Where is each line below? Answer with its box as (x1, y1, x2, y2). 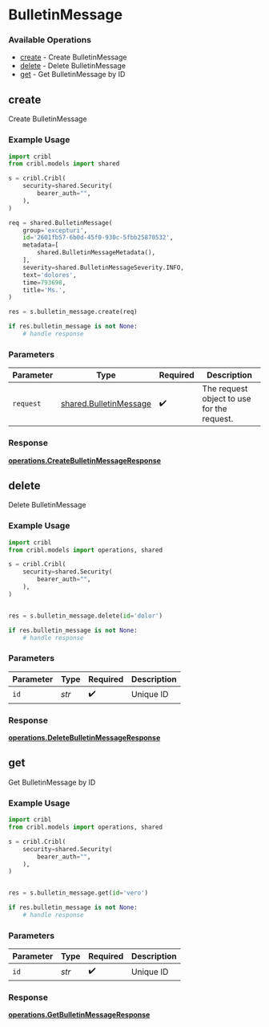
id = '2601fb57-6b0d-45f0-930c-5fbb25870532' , (22, 234, 174, 242)
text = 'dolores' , (22, 271, 78, 279)
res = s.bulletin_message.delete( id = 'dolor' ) (8, 612, 163, 620)
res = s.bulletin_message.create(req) (8, 308, 138, 316)
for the (202, 403, 227, 414)
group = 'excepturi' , (22, 226, 88, 234)
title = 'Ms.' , (22, 286, 66, 294)
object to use (202, 393, 251, 405)
